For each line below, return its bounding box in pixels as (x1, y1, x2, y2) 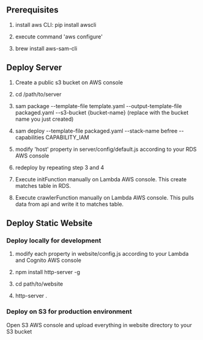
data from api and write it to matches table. (15, 200, 124, 208)
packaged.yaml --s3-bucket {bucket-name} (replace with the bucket (15, 109, 188, 116)
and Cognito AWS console (15, 256, 81, 264)
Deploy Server (6, 62, 62, 73)
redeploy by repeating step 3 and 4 (15, 164, 105, 171)
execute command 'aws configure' (15, 33, 103, 40)
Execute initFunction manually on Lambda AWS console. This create (15, 175, 187, 183)
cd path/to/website (15, 280, 63, 288)
